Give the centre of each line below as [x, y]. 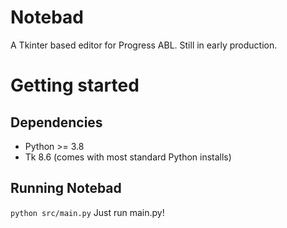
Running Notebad [66, 188]
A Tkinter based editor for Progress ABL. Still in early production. [144, 45]
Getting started [75, 85]
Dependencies [56, 122]
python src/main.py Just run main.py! [87, 212]
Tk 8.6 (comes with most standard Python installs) [128, 157]
